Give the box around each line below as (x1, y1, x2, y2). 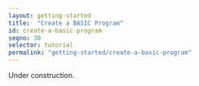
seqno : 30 (8, 33, 42, 42)
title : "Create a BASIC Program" (8, 19, 124, 27)
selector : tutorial (8, 41, 74, 49)
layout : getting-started (8, 11, 91, 20)
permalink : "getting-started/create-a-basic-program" (8, 49, 193, 57)
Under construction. (8, 71, 75, 80)
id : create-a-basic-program (8, 26, 103, 34)
